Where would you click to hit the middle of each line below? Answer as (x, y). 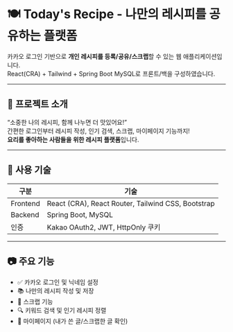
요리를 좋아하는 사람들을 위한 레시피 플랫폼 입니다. (73, 139)
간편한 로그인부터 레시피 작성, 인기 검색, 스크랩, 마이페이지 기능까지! (99, 131)
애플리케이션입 (202, 56)
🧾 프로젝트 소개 (37, 104)
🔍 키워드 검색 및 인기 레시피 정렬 (62, 311)
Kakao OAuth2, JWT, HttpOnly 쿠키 (104, 227)
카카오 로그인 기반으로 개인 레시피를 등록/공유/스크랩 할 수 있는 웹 (94, 56)
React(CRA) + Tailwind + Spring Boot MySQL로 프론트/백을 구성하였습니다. (111, 73)
